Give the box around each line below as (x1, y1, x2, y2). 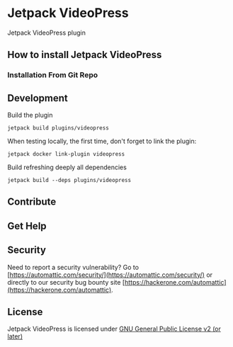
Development (7, 92, 69, 104)
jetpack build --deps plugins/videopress (7, 177, 132, 184)
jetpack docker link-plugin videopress (7, 151, 125, 158)
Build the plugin (7, 111, 53, 120)
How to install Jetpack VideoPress (7, 49, 162, 61)
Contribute (7, 196, 57, 208)
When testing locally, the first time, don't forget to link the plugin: (7, 137, 197, 146)
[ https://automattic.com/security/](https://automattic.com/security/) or (7, 271, 213, 279)
